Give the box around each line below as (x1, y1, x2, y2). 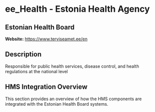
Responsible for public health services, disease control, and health (5, 63, 139, 69)
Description (5, 50, 42, 58)
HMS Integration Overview (5, 83, 88, 91)
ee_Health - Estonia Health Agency (5, 3, 150, 15)
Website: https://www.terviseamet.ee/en (5, 36, 88, 42)
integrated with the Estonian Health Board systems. (5, 101, 109, 107)
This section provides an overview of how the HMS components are (5, 96, 142, 102)
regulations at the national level (5, 68, 68, 74)
